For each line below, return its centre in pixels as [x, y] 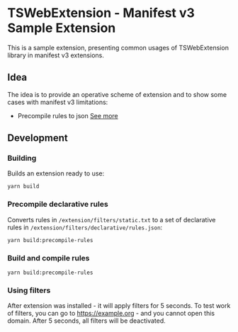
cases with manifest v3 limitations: [58, 102]
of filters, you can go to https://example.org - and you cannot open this [111, 314]
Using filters [29, 290]
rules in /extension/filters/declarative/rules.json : [85, 227]
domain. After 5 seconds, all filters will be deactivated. [87, 321]
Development [38, 138]
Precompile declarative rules [58, 205]
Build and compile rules [49, 258]
